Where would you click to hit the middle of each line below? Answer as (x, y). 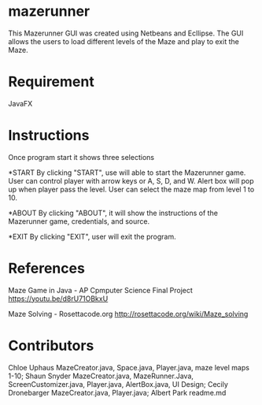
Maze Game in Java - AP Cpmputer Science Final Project (100, 290)
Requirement (51, 82)
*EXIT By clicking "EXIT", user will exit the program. (92, 236)
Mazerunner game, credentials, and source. (79, 221)
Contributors (51, 346)
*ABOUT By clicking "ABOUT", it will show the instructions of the (113, 213)
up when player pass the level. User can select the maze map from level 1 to (131, 189)
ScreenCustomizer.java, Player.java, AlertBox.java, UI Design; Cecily (118, 384)
